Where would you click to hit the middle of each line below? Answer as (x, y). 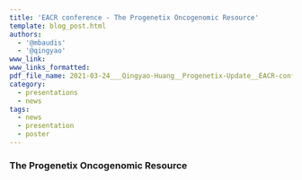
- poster (34, 134)
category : (28, 84)
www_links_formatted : (50, 68)
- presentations (48, 92)
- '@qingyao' (42, 51)
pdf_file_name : (38, 76)
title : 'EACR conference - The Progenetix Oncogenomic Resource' (134, 17)
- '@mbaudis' (42, 43)
